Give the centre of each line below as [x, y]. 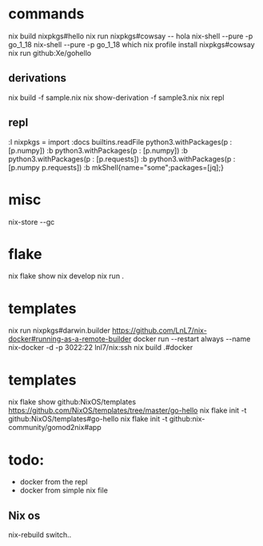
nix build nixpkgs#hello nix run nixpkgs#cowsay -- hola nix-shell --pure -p [131, 36]
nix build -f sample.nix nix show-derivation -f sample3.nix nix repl [116, 98]
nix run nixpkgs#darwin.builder [59, 331]
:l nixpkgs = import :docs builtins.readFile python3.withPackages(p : [120, 141]
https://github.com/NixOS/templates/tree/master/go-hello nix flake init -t [128, 410]
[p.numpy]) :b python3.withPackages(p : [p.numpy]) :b [98, 150]
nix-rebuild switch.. [40, 535]
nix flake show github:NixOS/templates [72, 402]
